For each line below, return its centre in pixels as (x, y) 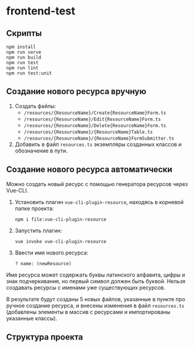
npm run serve (24, 52)
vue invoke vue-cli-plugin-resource (60, 241)
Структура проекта (45, 337)
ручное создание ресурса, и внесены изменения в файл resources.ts (95, 305)
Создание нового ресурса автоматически (89, 169)
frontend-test (41, 11)
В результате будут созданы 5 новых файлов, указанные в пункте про (96, 299)
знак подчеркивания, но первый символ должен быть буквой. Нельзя (96, 281)
